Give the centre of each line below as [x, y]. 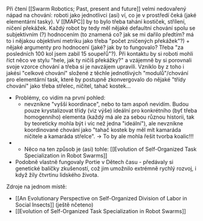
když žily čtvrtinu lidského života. [57, 175]
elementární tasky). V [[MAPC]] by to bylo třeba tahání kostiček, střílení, [96, 21]
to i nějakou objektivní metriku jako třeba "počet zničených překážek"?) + [98, 41]
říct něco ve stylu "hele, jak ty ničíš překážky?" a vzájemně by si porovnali [99, 60]
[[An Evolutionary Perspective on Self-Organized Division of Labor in [101, 198]
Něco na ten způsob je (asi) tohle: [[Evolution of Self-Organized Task [110, 149]
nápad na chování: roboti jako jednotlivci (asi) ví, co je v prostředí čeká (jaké [101, 15]
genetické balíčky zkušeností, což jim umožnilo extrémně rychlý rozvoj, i [105, 168]
